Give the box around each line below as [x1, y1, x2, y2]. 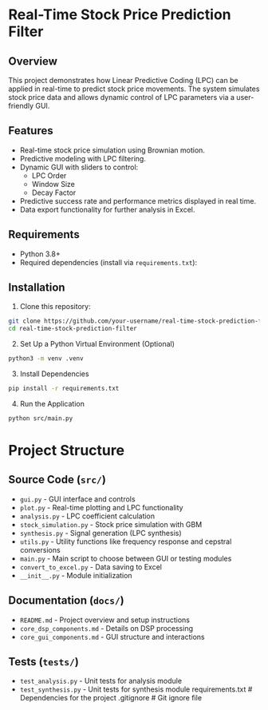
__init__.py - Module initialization [19, 570, 133, 580]
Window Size [31, 179, 76, 188]
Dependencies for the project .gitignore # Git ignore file [19, 693, 202, 703]
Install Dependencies [19, 369, 89, 379]
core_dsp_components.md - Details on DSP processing [19, 623, 194, 633]
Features [8, 124, 53, 137]
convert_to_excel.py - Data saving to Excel [19, 561, 162, 572]
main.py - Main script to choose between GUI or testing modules [19, 553, 232, 563]
